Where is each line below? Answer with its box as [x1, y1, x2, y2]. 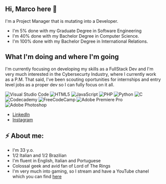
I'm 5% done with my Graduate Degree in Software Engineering [12, 28, 142, 34]
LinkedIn [12, 111, 30, 117]
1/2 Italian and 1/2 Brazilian [12, 152, 67, 159]
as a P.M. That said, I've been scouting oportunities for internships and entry [5, 76, 161, 82]
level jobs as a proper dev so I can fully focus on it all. [5, 81, 115, 87]
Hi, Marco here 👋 [5, 5, 57, 13]
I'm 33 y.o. [12, 147, 34, 153]
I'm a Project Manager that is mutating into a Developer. [5, 18, 119, 24]
